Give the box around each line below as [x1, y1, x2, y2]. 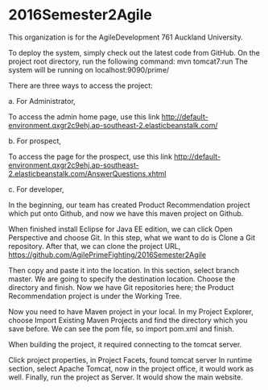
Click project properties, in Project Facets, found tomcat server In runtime [8, 355, 253, 364]
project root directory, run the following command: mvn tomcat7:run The [8, 56, 248, 66]
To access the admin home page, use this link [8, 111, 160, 122]
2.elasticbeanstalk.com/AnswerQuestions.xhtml [8, 168, 167, 178]
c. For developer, [8, 184, 64, 194]
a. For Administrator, [8, 96, 76, 106]
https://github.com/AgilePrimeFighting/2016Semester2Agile [8, 250, 207, 259]
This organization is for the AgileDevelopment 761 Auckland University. [8, 32, 243, 42]
